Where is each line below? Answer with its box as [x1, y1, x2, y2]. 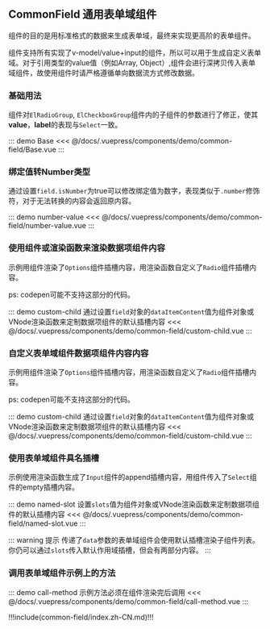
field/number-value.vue [8, 221, 87, 231]
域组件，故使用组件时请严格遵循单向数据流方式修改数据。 [8, 68, 199, 77]
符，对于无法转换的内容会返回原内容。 [8, 196, 135, 206]
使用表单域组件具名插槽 [8, 452, 99, 464]
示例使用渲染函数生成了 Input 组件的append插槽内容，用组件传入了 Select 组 [8, 473, 257, 482]
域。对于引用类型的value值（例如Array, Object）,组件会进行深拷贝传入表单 [8, 57, 256, 67]
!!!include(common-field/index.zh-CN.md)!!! [8, 612, 154, 622]
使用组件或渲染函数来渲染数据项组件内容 [8, 243, 165, 254]
